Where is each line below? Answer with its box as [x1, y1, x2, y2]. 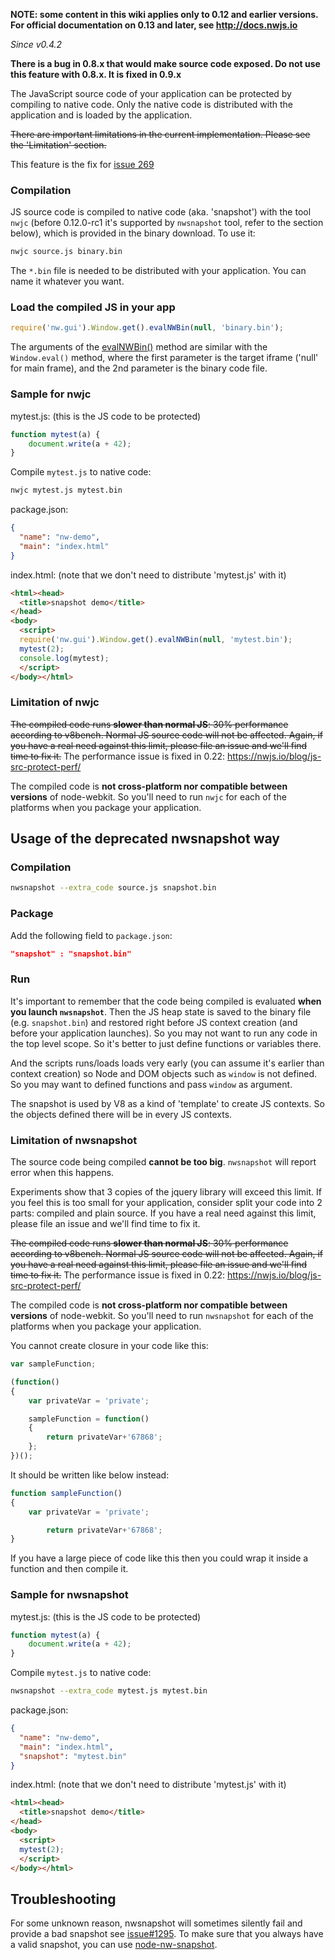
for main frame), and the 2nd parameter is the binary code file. [10, 362, 268, 374]
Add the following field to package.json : [10, 929, 173, 941]
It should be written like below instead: [10, 1469, 170, 1481]
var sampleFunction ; [10, 1359, 97, 1369]
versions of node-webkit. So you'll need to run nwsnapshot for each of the [10, 1310, 314, 1322]
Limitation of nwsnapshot [10, 1133, 138, 1147]
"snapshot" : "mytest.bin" [19, 1751, 128, 1761]
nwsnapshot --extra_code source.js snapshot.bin [10, 883, 217, 893]
